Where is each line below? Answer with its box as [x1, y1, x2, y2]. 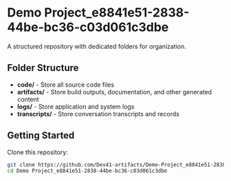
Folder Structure [7, 62, 79, 74]
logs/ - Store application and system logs [16, 102, 135, 111]
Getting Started [7, 129, 75, 142]
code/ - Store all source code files [16, 81, 115, 89]
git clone [7, 161, 36, 168]
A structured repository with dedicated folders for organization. [7, 42, 187, 50]
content [16, 95, 39, 103]
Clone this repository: [7, 148, 69, 156]
